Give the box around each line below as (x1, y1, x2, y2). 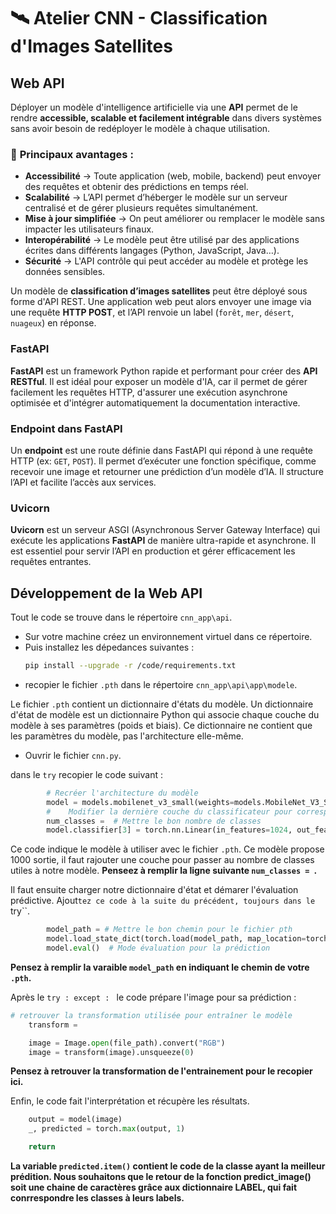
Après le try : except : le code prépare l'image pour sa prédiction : (10, 991, 297, 1003)
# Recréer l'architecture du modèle (46, 788, 199, 798)
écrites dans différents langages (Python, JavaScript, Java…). (24, 245, 280, 257)
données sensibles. (24, 266, 106, 278)
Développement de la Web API (10, 585, 203, 602)
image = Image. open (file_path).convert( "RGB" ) (28, 1038, 226, 1048)
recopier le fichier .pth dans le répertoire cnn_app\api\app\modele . (24, 678, 298, 690)
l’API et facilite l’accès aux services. (10, 476, 157, 488)
